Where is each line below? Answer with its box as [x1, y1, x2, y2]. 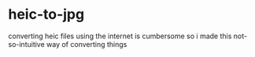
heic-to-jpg [8, 5, 85, 23]
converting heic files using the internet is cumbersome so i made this [8, 31, 232, 41]
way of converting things [46, 39, 128, 48]
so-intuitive [8, 39, 45, 48]
